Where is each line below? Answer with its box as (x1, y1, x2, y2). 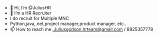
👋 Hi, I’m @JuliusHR (9, 5, 51, 10)
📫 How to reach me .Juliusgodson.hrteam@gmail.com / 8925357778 (9, 26, 153, 32)
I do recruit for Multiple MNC (9, 15, 69, 21)
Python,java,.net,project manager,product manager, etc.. (9, 20, 126, 26)
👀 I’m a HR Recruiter (9, 10, 51, 16)
